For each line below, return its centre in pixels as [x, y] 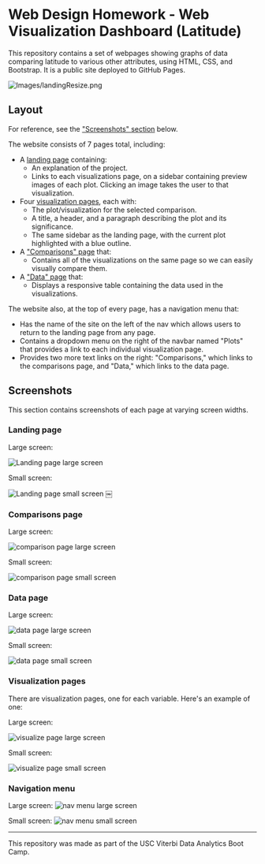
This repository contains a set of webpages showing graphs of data [118, 53]
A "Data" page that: [51, 277]
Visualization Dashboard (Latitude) [125, 31]
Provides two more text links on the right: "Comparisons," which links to [136, 357]
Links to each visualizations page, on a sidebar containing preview [139, 176]
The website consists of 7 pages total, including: [87, 144]
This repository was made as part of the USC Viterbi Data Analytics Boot [126, 844]
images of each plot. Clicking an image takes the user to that [130, 184]
